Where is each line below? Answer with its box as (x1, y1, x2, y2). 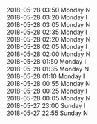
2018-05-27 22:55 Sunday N (6, 109, 88, 117)
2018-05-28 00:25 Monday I (6, 87, 87, 95)
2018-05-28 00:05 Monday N (6, 94, 91, 103)
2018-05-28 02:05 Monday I (6, 43, 87, 51)
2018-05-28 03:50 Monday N (6, 6, 91, 14)
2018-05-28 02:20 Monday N (6, 35, 91, 44)
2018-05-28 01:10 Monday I (6, 72, 85, 80)
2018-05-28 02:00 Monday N (6, 50, 91, 58)
